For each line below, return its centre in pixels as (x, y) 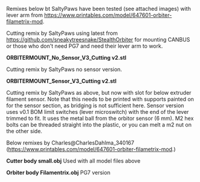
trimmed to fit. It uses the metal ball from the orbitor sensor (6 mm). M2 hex (100, 118)
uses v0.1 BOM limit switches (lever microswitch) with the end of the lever (98, 112)
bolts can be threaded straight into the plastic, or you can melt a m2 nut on (99, 125)
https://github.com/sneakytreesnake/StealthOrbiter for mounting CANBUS (98, 39)
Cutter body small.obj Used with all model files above (73, 161)
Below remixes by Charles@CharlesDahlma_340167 (70, 143)
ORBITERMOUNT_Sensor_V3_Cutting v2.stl (61, 81)
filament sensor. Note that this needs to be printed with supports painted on (100, 99)
